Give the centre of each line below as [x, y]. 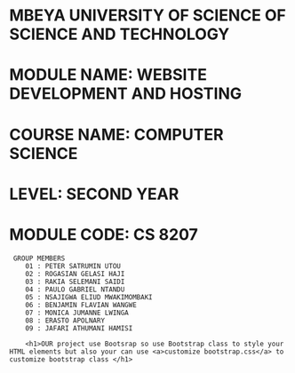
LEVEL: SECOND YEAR [94, 194]
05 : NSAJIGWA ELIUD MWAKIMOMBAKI [89, 297]
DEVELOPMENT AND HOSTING [126, 94]
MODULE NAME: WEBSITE [108, 75]
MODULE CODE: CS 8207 [104, 234]
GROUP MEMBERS [39, 258]
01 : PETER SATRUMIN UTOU [73, 266]
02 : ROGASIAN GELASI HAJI [75, 274]
